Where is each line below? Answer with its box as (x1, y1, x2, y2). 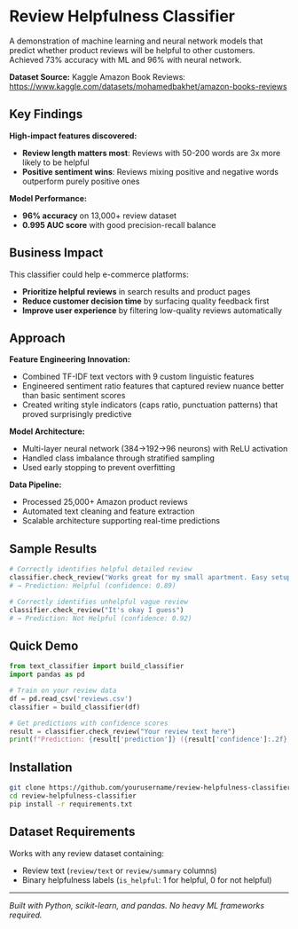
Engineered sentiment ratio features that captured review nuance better (21, 381, 285, 391)
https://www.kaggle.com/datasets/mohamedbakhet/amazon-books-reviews (9, 81, 287, 91)
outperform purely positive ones (21, 176, 140, 186)
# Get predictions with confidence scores (9, 719, 169, 728)
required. (9, 909, 43, 920)
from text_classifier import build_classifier (9, 662, 184, 671)
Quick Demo (9, 638, 79, 653)
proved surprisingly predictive (21, 409, 132, 420)
